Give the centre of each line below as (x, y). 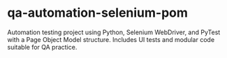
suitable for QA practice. (42, 47)
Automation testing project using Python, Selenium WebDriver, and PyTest (114, 32)
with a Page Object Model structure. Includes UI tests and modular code (111, 39)
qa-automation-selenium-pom (98, 13)
